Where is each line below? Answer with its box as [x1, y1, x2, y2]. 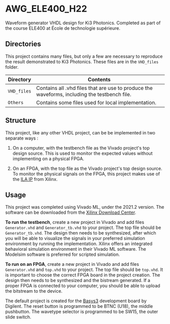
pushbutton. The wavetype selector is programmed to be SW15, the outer [5, 309, 158, 315]
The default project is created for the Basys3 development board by [5, 298, 147, 304]
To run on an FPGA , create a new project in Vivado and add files [5, 261, 139, 267]
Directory [8, 76, 31, 83]
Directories [5, 40, 41, 49]
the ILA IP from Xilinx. [12, 176, 58, 182]
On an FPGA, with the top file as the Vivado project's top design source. [12, 165, 163, 171]
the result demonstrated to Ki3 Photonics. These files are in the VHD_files [5, 59, 159, 65]
